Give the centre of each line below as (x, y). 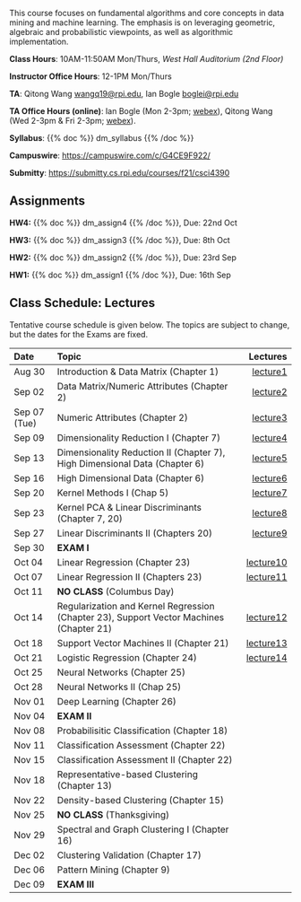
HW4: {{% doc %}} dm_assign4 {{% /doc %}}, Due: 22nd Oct (123, 223)
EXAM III (76, 884)
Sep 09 (29, 437)
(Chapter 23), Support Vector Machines (141, 617)
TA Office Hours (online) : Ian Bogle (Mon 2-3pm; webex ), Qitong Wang (141, 111)
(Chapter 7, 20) (90, 518)
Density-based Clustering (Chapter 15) (140, 800)
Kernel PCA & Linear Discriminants (129, 507)
